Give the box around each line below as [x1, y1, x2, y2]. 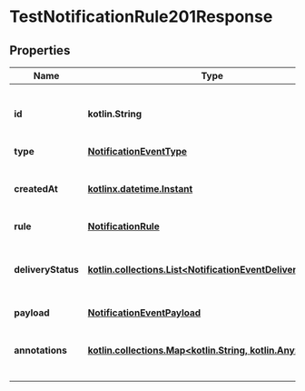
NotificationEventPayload [87, 306, 202, 319]
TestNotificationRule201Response [9, 6, 273, 27]
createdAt [14, 183, 59, 195]
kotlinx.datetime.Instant [87, 183, 193, 195]
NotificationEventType [87, 145, 188, 157]
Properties [9, 43, 71, 58]
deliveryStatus [14, 264, 80, 276]
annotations [14, 344, 68, 356]
